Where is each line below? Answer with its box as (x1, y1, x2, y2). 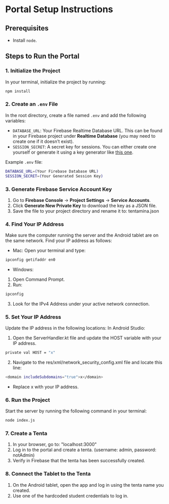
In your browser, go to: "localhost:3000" (12, 441, 97, 448)
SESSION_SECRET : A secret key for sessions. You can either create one (12, 143, 156, 150)
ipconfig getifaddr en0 (5, 257, 56, 262)
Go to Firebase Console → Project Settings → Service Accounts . (12, 197, 151, 203)
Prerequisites (5, 24, 49, 33)
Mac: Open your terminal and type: (12, 248, 86, 254)
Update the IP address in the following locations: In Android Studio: (5, 325, 146, 331)
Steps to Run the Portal (5, 52, 80, 61)
